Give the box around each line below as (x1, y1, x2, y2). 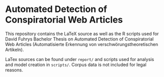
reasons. (5, 66, 23, 73)
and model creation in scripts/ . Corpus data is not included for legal (5, 61, 146, 67)
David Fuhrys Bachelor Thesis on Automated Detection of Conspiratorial (5, 36, 154, 42)
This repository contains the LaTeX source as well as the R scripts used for (5, 30, 159, 36)
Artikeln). (5, 46, 24, 52)
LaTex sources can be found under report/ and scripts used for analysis (5, 56, 154, 62)
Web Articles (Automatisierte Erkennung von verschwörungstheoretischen (5, 41, 158, 47)
